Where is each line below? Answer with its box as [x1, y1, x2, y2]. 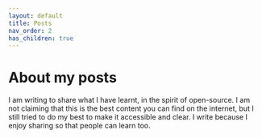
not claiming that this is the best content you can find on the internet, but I [8, 103, 254, 113]
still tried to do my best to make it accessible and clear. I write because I [8, 112, 248, 122]
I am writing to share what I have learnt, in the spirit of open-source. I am [8, 95, 251, 105]
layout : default [8, 11, 63, 20]
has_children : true [8, 34, 74, 43]
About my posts [8, 69, 117, 87]
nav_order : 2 [8, 26, 52, 34]
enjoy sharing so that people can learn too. [8, 121, 151, 131]
